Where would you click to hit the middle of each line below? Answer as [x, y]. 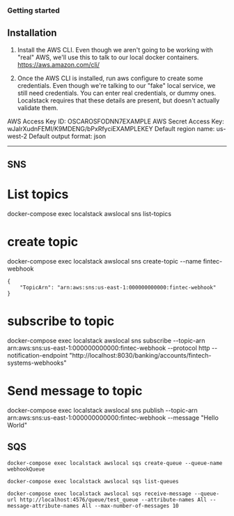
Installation [32, 33]
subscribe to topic [61, 321]
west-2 [17, 136]
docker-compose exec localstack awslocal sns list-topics [89, 214]
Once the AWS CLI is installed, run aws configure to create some [110, 78]
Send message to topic [75, 391]
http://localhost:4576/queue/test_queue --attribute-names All [114, 500]
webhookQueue [26, 469]
